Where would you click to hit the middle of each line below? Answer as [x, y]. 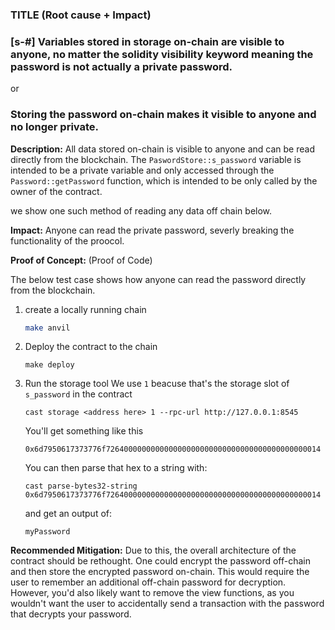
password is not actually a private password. [121, 66]
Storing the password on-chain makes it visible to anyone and [163, 115]
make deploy [49, 365]
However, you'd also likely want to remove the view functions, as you [152, 593]
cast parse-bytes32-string [81, 486]
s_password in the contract [78, 394]
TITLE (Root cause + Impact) [81, 15]
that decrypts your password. [71, 614]
